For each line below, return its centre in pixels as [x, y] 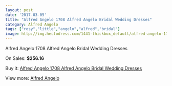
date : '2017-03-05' [26, 15]
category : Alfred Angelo [32, 24]
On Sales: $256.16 [25, 58]
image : [12, 34]
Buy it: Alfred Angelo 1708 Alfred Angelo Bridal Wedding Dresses [74, 68]
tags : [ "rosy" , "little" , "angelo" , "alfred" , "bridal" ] [63, 29]
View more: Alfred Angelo [33, 78]
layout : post [19, 10]
